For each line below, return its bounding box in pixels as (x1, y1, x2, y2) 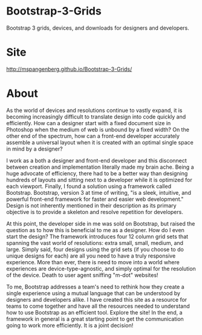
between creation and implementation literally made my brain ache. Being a (6, 163, 195, 171)
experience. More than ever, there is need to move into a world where (6, 258, 180, 265)
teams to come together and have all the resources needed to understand (6, 302, 191, 310)
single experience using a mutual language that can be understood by (6, 289, 180, 297)
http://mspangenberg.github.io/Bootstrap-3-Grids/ (6, 65, 132, 73)
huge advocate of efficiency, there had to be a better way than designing (6, 169, 188, 177)
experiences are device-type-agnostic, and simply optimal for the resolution (6, 265, 197, 272)
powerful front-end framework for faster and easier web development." (6, 195, 184, 203)
